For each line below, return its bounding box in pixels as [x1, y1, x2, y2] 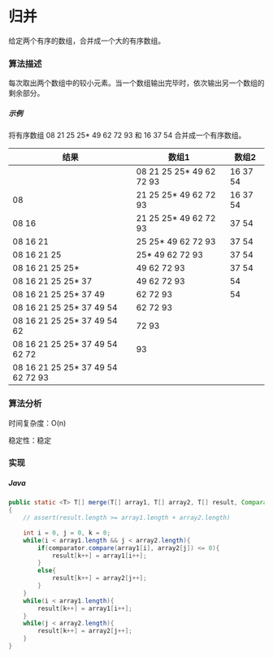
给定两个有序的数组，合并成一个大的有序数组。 [8, 36, 165, 45]
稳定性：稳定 [8, 435, 51, 445]
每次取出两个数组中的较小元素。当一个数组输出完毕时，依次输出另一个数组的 [8, 78, 265, 88]
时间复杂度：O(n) [8, 418, 67, 427]
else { [37, 566, 57, 575]
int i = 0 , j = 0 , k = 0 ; [23, 529, 111, 537]
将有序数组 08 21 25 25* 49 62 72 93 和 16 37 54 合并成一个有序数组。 [8, 131, 246, 141]
